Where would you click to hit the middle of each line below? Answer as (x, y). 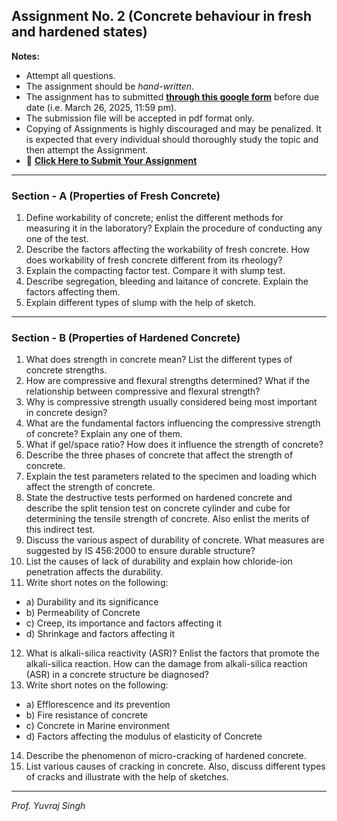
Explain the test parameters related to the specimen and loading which (171, 476)
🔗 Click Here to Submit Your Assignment (111, 160)
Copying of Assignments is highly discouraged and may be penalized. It (173, 128)
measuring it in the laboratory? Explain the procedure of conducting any (174, 228)
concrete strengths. (66, 370)
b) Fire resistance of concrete (87, 715)
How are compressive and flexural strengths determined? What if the (168, 381)
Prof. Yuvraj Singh (48, 806)
